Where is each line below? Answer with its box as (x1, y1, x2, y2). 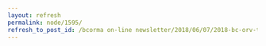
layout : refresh (7, 11, 61, 19)
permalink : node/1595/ (7, 19, 83, 27)
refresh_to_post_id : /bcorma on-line (7, 26, 133, 34)
